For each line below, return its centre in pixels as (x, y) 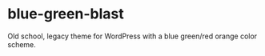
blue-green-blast (66, 14)
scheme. (22, 44)
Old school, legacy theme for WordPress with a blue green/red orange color (132, 36)
